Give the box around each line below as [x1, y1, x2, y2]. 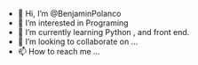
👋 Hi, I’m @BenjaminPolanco [17, 9, 122, 18]
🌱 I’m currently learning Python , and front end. [17, 27, 190, 37]
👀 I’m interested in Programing [17, 18, 129, 28]
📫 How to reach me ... [17, 47, 100, 56]
